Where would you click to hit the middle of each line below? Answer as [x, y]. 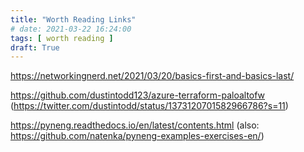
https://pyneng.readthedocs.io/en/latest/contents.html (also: [135, 125]
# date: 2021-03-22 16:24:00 [71, 29]
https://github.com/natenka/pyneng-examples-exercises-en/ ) [137, 136]
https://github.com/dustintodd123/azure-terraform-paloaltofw [138, 95]
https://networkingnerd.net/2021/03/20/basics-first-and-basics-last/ [152, 76]
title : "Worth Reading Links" [73, 19]
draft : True [35, 47]
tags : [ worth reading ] [62, 38]
